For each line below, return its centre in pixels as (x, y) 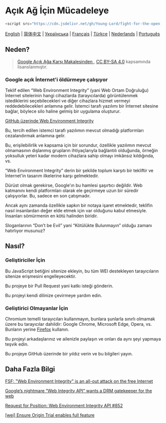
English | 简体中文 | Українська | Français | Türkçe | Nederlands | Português (83, 34)
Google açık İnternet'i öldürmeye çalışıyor (56, 79)
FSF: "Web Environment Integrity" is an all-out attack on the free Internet (79, 381)
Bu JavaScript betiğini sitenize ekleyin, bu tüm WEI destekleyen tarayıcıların (82, 271)
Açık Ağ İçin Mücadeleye (57, 11)
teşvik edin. (17, 344)
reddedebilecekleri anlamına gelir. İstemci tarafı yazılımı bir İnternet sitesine (82, 106)
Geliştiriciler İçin (25, 260)
